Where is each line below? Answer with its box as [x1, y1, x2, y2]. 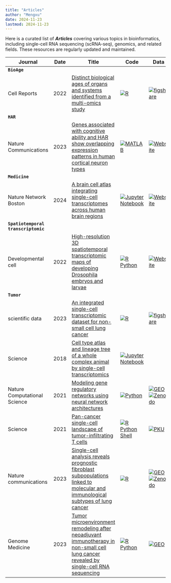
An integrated [71, 299, 104, 306]
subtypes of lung [71, 498, 112, 505]
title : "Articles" [5, 7, 44, 13]
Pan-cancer [71, 413, 101, 420]
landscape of [71, 426, 103, 433]
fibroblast [71, 466, 95, 473]
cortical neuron [71, 159, 108, 166]
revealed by [71, 557, 100, 564]
